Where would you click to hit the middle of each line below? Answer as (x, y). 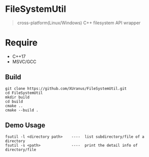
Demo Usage (25, 125)
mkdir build (17, 97)
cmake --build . (22, 110)
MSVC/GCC (24, 61)
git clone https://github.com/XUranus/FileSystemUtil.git (66, 88)
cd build (14, 101)
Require (21, 43)
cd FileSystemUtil (24, 93)
